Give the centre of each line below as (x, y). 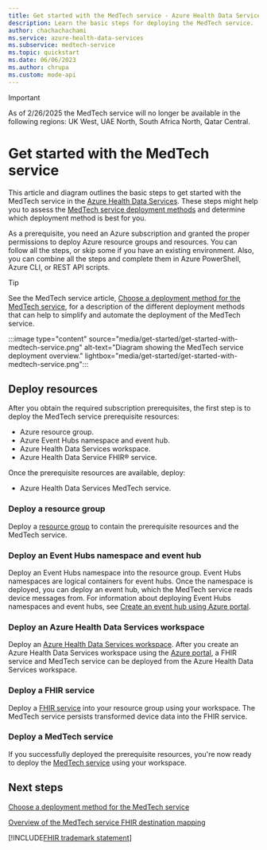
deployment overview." (46, 356)
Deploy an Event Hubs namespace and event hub (105, 556)
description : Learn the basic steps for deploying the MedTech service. (131, 23)
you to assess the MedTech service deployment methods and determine (127, 209)
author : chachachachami (48, 30)
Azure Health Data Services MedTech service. (95, 488)
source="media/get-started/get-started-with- (163, 338)
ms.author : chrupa (39, 68)
